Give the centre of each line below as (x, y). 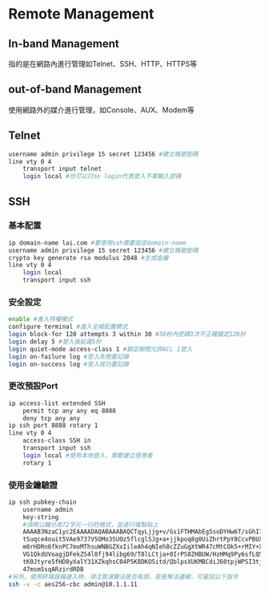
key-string (41, 517)
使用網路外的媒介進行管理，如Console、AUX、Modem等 (101, 110)
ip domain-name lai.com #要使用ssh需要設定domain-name (97, 243)
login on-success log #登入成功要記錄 (69, 364)
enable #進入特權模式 (41, 319)
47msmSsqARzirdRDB (53, 569)
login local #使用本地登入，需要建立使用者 (88, 455)
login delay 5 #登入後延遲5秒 (55, 342)
